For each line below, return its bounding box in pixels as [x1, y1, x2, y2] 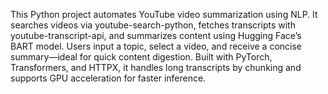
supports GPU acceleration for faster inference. [10, 72, 207, 84]
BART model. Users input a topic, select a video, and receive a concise [10, 40, 302, 52]
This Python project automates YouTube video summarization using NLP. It [10, 9, 318, 20]
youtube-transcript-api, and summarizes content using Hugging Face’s [10, 30, 302, 41]
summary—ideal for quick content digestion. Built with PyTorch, [10, 51, 273, 63]
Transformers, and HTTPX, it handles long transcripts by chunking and [10, 62, 302, 73]
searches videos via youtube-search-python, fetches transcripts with [10, 19, 296, 31]
